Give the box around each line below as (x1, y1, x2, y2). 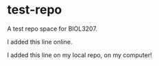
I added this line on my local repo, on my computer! (7, 50, 152, 59)
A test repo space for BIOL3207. (7, 24, 98, 33)
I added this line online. (7, 37, 73, 46)
